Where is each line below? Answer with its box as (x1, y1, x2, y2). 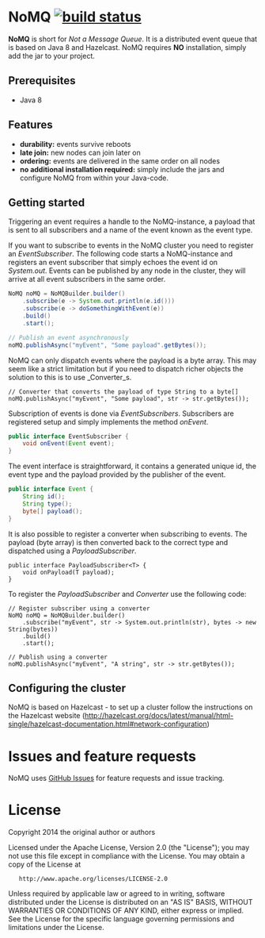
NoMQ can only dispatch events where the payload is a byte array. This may (8, 356, 257, 365)
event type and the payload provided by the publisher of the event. (8, 470, 226, 479)
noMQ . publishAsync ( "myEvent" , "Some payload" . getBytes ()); (8, 341, 207, 349)
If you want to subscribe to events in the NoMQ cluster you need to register (8, 240, 254, 250)
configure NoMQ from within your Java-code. (19, 173, 168, 183)
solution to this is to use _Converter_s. (8, 372, 132, 382)
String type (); (22, 500, 73, 508)
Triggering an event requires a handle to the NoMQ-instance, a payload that (8, 217, 256, 226)
